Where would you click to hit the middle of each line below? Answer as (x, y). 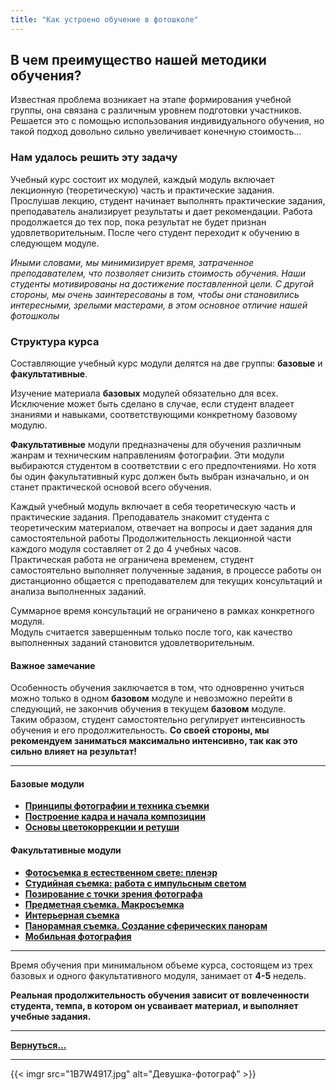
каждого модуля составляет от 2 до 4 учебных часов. (126, 549)
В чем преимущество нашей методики (138, 60)
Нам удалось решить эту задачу (94, 158)
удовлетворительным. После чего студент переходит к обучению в (155, 232)
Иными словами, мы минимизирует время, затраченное (132, 262)
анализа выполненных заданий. (78, 592)
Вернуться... (38, 1045)
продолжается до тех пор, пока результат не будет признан (138, 222)
